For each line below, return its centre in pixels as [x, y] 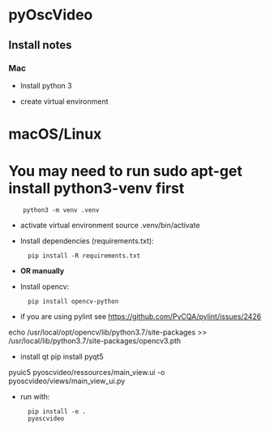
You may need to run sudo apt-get [126, 171]
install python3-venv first [96, 189]
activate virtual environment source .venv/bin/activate [110, 225]
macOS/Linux [55, 134]
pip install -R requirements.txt [84, 256]
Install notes [40, 45]
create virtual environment [64, 101]
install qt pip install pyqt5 [62, 356]
